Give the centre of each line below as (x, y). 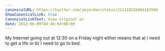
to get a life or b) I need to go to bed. (43, 43)
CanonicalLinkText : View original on (45, 19)
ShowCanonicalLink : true (31, 14)
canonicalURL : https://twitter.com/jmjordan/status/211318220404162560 (81, 10)
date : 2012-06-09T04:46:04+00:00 (40, 24)
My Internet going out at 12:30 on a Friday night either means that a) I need (82, 38)
